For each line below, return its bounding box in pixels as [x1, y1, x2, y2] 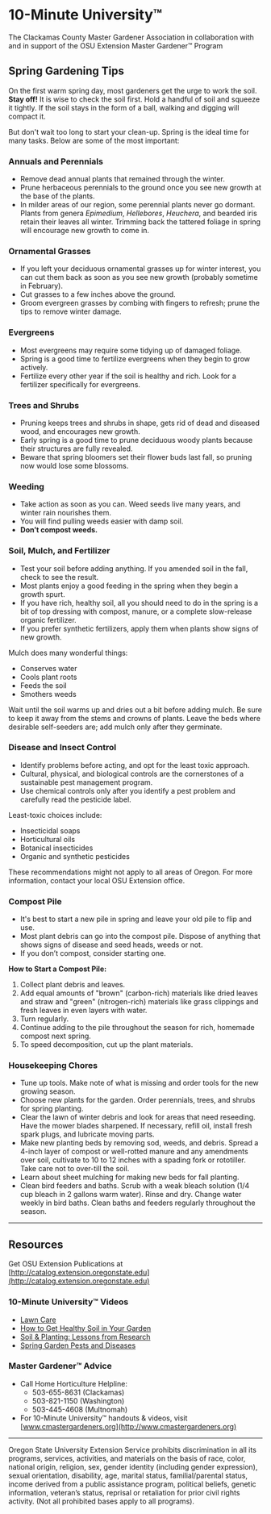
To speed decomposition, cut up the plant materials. [19, 1040, 194, 1049]
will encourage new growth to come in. [19, 226, 150, 236]
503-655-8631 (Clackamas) [31, 1387, 125, 1397]
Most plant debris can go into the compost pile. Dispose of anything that [19, 932, 261, 941]
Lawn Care [19, 1315, 56, 1324]
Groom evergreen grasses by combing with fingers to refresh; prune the [19, 298, 261, 308]
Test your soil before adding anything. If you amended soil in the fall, [19, 563, 248, 573]
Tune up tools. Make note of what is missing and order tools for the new [19, 1078, 260, 1088]
